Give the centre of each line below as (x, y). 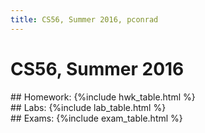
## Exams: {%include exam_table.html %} (96, 118)
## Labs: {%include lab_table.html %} (88, 107)
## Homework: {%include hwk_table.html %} (103, 97)
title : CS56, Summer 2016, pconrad (84, 19)
